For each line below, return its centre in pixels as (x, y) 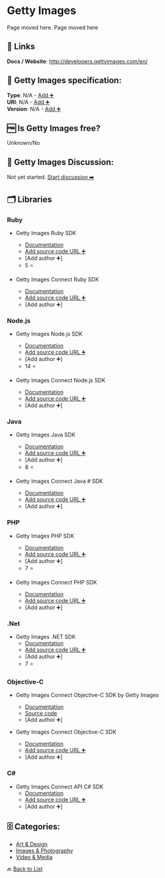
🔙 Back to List (25, 869)
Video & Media (34, 857)
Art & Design (32, 845)
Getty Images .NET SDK (46, 637)
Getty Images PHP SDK (45, 536)
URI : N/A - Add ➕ (28, 102)
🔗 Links (21, 47)
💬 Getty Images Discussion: (61, 162)
